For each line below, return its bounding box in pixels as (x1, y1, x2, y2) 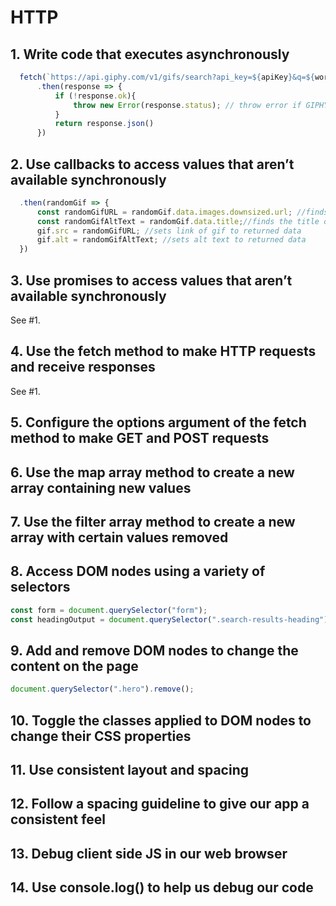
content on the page (10, 657, 139, 675)
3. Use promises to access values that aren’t (10, 272, 293, 289)
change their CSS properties (10, 727, 192, 745)
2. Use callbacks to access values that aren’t (10, 156, 295, 173)
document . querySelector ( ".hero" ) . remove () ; (10, 684, 195, 695)
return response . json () (54, 119, 155, 129)
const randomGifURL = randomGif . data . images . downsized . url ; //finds (36, 207, 329, 217)
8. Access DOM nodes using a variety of (10, 563, 266, 580)
